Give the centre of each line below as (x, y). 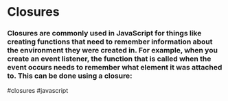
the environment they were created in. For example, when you (113, 50)
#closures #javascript (38, 91)
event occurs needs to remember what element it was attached (115, 68)
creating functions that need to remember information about (110, 42)
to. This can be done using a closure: (70, 76)
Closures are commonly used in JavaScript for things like (104, 33)
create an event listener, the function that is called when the (109, 59)
